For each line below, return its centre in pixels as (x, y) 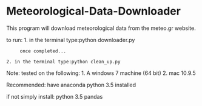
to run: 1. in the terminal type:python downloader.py (71, 40)
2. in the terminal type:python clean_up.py (63, 62)
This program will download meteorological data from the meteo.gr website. (101, 28)
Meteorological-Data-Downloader (93, 11)
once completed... (43, 51)
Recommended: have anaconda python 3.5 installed (71, 85)
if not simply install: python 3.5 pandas (55, 96)
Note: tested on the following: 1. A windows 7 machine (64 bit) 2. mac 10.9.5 (101, 73)
